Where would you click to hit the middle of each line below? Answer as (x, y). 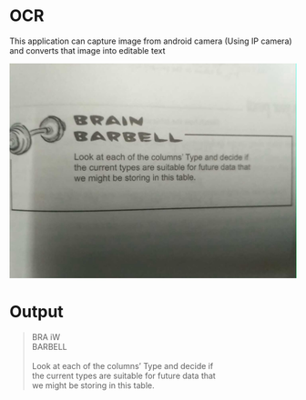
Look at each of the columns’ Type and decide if (122, 365)
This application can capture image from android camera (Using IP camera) (151, 41)
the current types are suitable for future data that (123, 375)
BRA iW (46, 336)
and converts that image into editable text (87, 50)
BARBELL (50, 346)
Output (36, 312)
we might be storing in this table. (93, 385)
